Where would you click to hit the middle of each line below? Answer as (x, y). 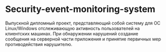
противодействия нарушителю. (39, 44)
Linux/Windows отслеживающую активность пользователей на (72, 28)
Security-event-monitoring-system (80, 9)
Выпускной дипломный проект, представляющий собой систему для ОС (83, 23)
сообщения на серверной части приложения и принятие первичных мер (83, 39)
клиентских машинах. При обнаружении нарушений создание (72, 33)
